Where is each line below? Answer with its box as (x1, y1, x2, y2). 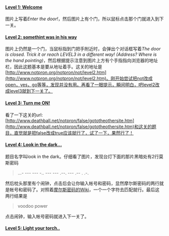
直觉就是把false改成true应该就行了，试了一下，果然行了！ (14, 130, 134, 136)
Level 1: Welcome (5, 4, 43, 10)
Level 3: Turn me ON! (5, 100, 50, 106)
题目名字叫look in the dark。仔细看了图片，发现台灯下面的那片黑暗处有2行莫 (5, 153, 163, 159)
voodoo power (17, 203, 48, 209)
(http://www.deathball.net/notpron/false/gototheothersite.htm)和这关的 (5, 124, 152, 130)
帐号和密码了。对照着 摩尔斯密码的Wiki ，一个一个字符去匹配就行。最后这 (9, 187, 160, 193)
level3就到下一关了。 (9, 88, 53, 94)
